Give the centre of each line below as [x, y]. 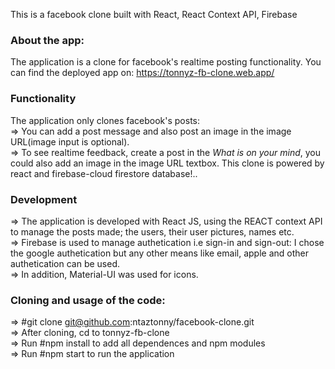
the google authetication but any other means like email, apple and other [159, 253]
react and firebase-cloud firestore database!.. [104, 173]
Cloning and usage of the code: [88, 300]
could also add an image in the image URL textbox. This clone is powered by [167, 163]
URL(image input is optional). [70, 141]
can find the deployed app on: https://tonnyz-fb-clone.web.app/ [142, 73]
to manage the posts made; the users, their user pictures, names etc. [152, 231]
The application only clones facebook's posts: [105, 120]
